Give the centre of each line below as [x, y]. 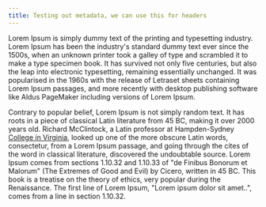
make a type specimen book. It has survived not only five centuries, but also [133, 63]
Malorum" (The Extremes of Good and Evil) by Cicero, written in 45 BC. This [132, 171]
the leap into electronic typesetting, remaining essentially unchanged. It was [133, 71]
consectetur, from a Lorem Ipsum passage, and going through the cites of [129, 145]
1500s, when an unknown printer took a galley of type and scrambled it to [128, 55]
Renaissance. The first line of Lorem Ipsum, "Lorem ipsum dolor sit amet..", [130, 187]
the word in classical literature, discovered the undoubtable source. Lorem [129, 154]
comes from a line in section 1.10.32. [67, 196]
